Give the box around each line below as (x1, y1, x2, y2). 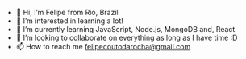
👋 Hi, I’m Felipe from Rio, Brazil (15, 8, 119, 17)
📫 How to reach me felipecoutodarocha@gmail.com (15, 42, 191, 51)
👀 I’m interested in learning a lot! (15, 16, 123, 26)
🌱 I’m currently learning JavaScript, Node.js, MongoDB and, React (15, 25, 236, 33)
